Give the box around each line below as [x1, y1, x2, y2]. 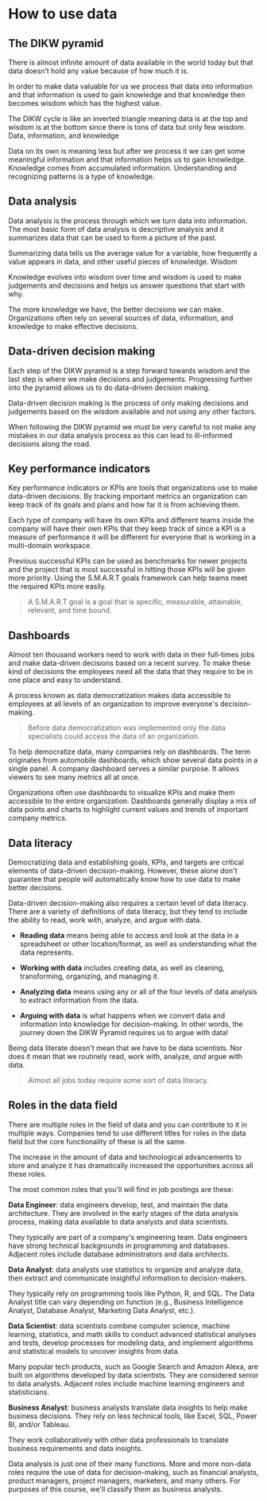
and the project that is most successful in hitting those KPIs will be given [8, 565, 246, 575]
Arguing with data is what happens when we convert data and [19, 1011, 226, 1021]
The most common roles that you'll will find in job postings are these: [8, 1184, 234, 1194]
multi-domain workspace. [8, 541, 93, 551]
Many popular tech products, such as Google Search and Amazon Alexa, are [8, 1362, 258, 1371]
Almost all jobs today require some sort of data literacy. [27, 1076, 209, 1085]
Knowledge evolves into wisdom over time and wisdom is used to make [8, 272, 242, 281]
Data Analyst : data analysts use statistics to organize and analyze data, [8, 1265, 243, 1274]
